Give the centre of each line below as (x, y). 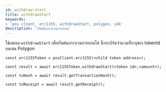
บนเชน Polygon (20, 49)
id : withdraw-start (26, 10)
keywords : (16, 19)
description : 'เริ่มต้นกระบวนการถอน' (38, 29)
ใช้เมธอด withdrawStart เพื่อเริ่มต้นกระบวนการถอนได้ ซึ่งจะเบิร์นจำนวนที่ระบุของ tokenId (83, 43)
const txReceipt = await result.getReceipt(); (55, 84)
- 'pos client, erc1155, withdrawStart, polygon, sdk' (64, 24)
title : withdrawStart (28, 15)
